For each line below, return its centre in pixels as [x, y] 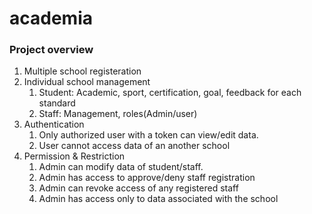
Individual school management [87, 82]
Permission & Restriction [74, 156]
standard [57, 103]
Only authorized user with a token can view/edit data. [148, 135]
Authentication [54, 124]
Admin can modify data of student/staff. [121, 167]
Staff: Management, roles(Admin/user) [118, 114]
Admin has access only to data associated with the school [158, 199]
